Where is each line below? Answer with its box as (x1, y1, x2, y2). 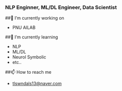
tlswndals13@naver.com (12, 81, 62, 87)
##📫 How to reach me (5, 69, 52, 75)
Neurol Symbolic (12, 54, 46, 60)
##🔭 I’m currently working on (5, 15, 64, 21)
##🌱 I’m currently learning (5, 34, 58, 40)
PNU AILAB (12, 25, 36, 30)
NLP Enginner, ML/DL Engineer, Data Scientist (5, 4, 117, 11)
